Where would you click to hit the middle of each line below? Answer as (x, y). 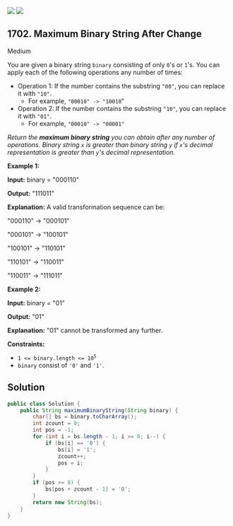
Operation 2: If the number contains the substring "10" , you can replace (122, 108)
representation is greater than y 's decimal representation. (91, 152)
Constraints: (26, 344)
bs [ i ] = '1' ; (77, 450)
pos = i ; (70, 463)
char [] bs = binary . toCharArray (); (85, 417)
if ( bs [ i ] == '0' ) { (75, 443)
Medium (19, 51)
